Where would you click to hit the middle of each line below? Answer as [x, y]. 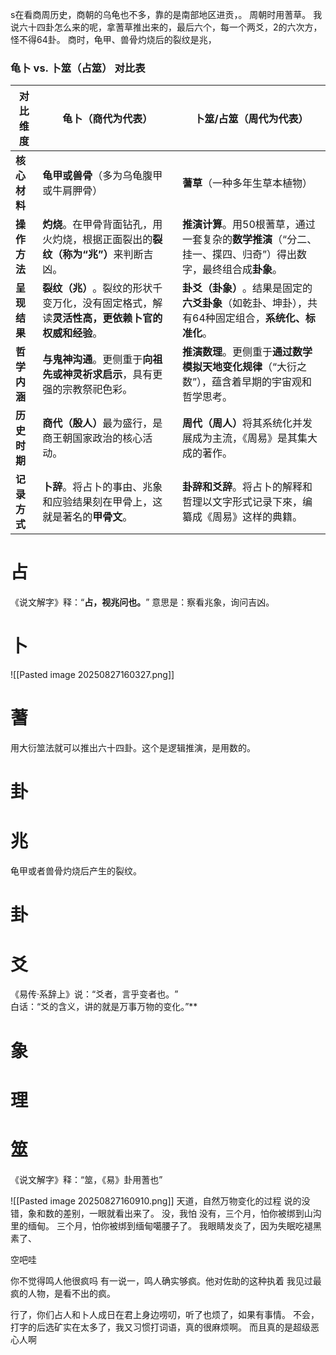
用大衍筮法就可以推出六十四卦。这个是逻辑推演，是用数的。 [133, 748]
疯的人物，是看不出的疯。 [63, 1293]
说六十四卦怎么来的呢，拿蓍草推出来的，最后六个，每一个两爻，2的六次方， [166, 27]
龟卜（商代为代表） [107, 119]
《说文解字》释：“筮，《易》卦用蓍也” [86, 1179]
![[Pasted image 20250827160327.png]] [92, 675]
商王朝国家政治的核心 [92, 438]
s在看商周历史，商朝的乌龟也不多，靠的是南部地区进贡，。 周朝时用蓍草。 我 [166, 14]
